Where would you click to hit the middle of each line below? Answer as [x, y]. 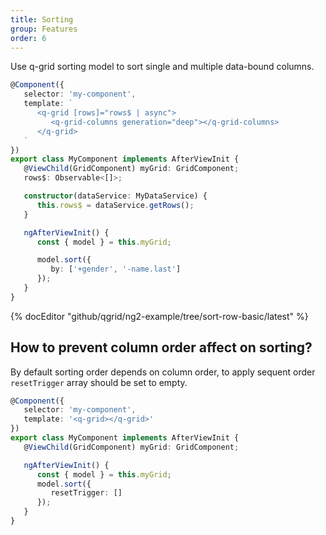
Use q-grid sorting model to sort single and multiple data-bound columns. [162, 67]
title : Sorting [42, 19]
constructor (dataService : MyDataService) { [115, 196]
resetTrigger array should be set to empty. [99, 382]
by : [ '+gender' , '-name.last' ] [116, 269]
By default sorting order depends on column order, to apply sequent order [163, 372]
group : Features [44, 29]
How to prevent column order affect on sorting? [161, 347]
